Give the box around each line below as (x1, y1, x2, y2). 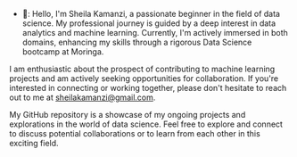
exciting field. (9, 138, 60, 148)
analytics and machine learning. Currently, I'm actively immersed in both (21, 28, 288, 37)
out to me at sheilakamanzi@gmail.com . (9, 92, 156, 103)
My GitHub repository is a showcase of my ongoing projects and (9, 110, 246, 120)
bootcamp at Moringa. (21, 46, 104, 57)
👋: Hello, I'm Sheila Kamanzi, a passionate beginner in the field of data (21, 9, 281, 19)
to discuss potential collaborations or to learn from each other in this (9, 128, 260, 138)
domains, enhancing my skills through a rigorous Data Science (21, 37, 252, 47)
